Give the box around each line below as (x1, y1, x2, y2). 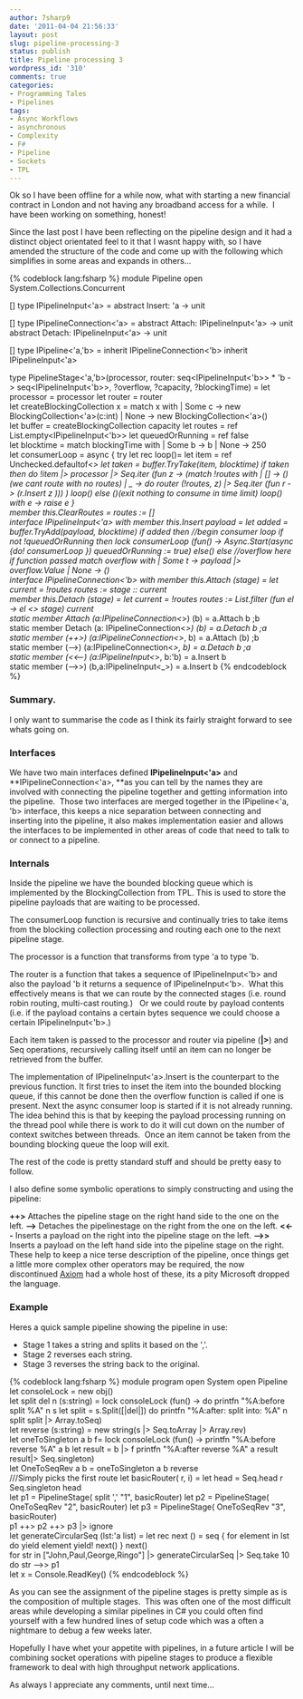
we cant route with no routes (12, 478, 119, 490)
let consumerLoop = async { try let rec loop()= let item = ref (9, 450, 232, 461)
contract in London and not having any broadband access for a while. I (9, 199, 275, 210)
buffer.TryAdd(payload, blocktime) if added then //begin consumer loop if (9, 527, 284, 538)
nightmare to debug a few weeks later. (9, 1625, 152, 1636)
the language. (9, 1278, 61, 1289)
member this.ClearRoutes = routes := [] (9, 507, 156, 518)
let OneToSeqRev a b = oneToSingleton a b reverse (9, 1462, 199, 1473)
